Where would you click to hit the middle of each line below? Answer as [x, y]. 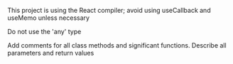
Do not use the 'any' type [44, 32]
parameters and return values [51, 53]
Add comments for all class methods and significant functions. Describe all [117, 45]
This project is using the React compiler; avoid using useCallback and [109, 10]
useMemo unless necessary [49, 18]
